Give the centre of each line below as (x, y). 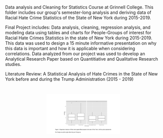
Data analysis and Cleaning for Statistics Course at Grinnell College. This (79, 7)
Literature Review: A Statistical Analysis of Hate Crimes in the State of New (81, 74)
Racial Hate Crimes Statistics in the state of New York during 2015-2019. (79, 38)
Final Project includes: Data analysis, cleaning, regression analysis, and (78, 27)
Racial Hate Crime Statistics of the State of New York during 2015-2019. (78, 18)
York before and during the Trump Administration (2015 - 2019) (69, 79)
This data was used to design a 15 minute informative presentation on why (81, 43)
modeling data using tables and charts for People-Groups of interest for (78, 33)
